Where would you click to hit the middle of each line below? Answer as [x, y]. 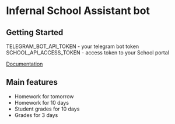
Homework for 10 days [41, 102]
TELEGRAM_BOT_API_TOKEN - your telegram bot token [73, 46]
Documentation [24, 64]
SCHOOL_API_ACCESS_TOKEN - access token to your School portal [87, 53]
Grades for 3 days [36, 115]
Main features [32, 82]
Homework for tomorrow [44, 96]
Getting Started [35, 32]
